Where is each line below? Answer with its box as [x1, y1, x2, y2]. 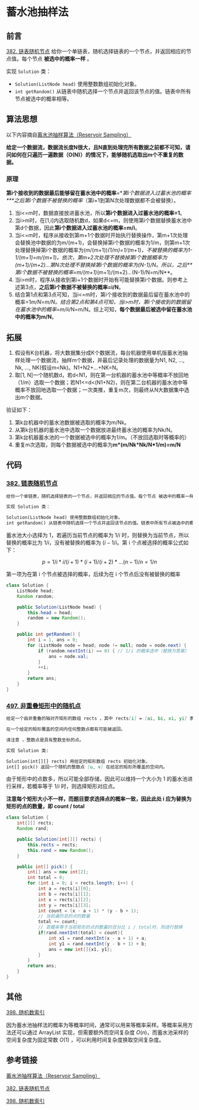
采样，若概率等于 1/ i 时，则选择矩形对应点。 [11, 783, 118, 790]
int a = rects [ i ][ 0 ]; [37, 886, 92, 892]
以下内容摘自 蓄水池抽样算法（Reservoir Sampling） [6, 131, 131, 138]
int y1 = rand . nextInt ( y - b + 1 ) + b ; [48, 941, 147, 947]
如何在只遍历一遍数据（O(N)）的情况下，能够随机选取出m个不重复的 [11, 151, 179, 158]
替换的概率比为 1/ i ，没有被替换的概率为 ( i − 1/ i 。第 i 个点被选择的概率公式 [6, 539, 184, 546]
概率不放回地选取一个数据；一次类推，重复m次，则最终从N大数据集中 [14, 386, 185, 393]
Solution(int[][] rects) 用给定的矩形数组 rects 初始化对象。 [6, 758, 150, 764]
